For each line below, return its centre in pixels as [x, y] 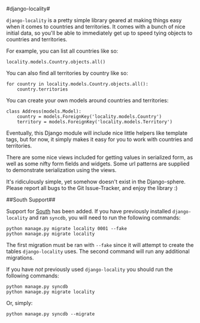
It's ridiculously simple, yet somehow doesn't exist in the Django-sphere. [96, 182]
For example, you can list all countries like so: [62, 51]
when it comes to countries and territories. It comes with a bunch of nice [96, 27]
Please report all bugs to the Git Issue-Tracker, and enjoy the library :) [92, 188]
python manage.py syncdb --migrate [51, 314]
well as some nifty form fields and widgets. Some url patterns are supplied [98, 164]
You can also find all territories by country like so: [67, 73]
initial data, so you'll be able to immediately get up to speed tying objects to [99, 33]
